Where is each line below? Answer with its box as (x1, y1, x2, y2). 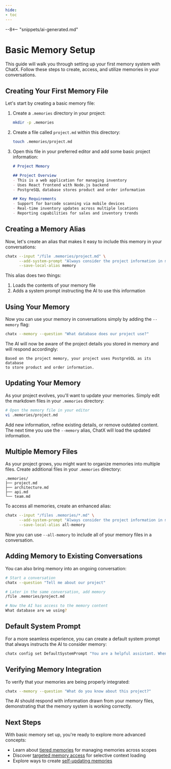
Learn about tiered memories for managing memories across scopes (12, 747, 157, 753)
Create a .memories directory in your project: (12, 110, 106, 116)
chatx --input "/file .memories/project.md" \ (5, 253, 106, 259)
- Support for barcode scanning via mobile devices (12, 201, 125, 206)
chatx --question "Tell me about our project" (5, 580, 106, 585)
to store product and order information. (5, 365, 95, 370)
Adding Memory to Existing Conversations (5, 552, 143, 561)
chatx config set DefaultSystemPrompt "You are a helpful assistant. (5, 651, 156, 656)
